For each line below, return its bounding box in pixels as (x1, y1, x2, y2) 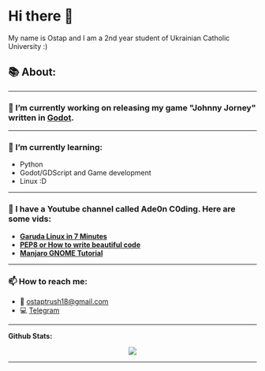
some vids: (8, 213, 51, 224)
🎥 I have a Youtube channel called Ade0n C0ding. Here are (8, 204, 236, 215)
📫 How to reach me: (8, 275, 88, 287)
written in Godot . (8, 112, 75, 123)
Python (19, 159, 43, 169)
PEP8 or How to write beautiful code (19, 240, 140, 249)
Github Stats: (8, 331, 53, 340)
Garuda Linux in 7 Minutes (19, 231, 108, 241)
